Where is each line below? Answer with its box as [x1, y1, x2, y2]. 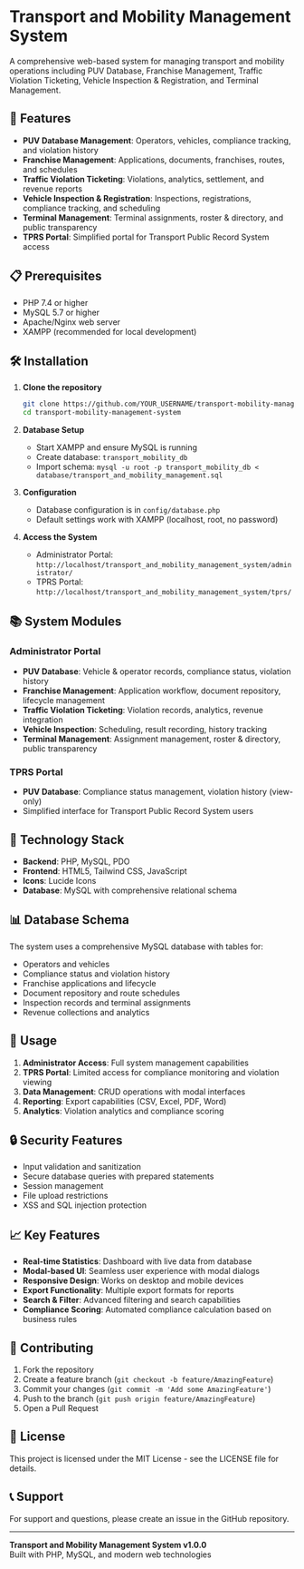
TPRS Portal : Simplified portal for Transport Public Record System [22, 231, 270, 242]
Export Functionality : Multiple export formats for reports [22, 1285, 234, 1296]
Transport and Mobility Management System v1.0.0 [9, 1539, 207, 1550]
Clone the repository [22, 382, 102, 393]
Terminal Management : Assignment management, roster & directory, [22, 733, 281, 744]
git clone [22, 399, 61, 409]
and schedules [22, 163, 79, 174]
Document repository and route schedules [22, 987, 181, 998]
